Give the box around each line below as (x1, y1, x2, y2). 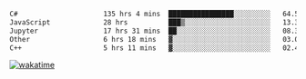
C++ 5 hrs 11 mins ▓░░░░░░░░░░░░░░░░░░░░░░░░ (9, 43, 271, 53)
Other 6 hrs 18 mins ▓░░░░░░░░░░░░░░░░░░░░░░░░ (9, 35, 271, 44)
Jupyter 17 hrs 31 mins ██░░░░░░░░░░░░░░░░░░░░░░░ (9, 26, 271, 35)
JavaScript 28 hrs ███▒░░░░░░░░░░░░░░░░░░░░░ (9, 17, 271, 27)
